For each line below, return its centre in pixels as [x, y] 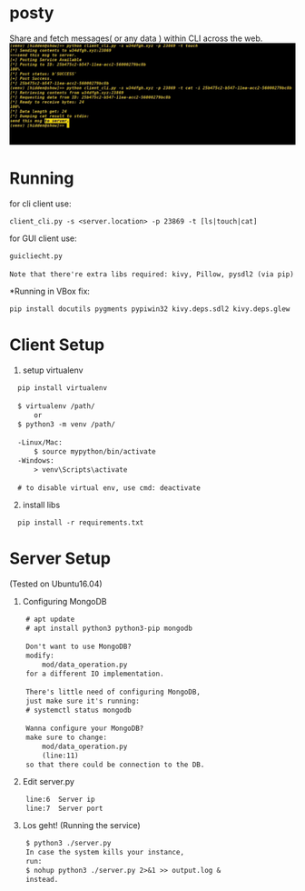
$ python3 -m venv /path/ [67, 424]
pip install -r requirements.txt [81, 522]
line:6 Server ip [60, 799]
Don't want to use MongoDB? [79, 646]
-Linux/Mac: [40, 442]
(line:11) [60, 756]
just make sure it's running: [83, 701]
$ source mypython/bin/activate [94, 451]
